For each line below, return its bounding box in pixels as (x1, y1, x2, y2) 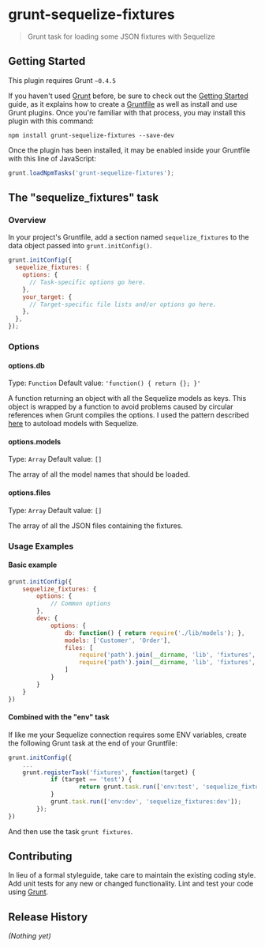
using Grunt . (8, 887, 49, 897)
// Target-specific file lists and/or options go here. (28, 300, 217, 308)
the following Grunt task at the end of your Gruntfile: (8, 738, 177, 748)
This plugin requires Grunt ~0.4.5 (8, 75, 117, 85)
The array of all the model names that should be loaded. (8, 470, 191, 479)
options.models (8, 436, 62, 446)
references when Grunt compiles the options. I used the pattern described (8, 410, 250, 420)
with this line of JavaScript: (8, 153, 97, 163)
